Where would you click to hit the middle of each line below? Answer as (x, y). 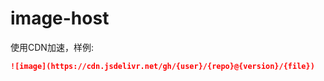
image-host (60, 18)
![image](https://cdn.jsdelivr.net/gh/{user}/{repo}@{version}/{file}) (162, 66)
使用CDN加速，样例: (52, 47)
